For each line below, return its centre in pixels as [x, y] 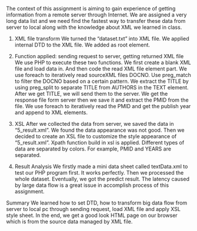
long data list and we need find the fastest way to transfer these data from [96, 21]
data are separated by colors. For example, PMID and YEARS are [93, 149]
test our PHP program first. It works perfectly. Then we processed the [99, 173]
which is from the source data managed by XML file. [69, 222]
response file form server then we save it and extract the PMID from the [102, 100]
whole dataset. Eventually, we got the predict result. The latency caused [102, 179]
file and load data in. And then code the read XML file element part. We [101, 69]
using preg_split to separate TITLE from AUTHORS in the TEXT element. [102, 87]
